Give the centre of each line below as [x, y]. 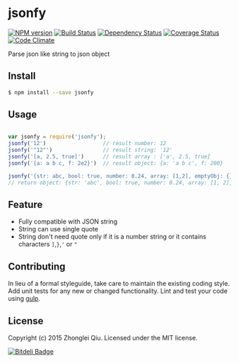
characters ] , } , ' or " [48, 244]
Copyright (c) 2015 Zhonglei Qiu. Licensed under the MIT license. [103, 338]
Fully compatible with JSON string [68, 221]
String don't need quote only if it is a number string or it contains [112, 237]
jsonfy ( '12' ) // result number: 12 [87, 144]
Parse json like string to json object [59, 54]
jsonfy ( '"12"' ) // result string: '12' [90, 150]
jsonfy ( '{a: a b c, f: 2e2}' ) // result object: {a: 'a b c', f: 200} [115, 163]
